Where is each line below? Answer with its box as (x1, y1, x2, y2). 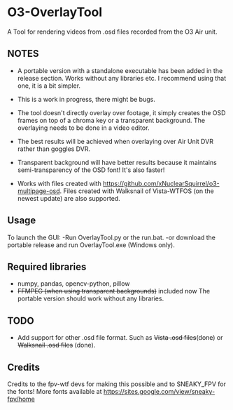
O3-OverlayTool (7, 4, 103, 20)
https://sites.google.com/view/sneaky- (103, 388, 216, 395)
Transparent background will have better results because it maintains (17, 158, 217, 166)
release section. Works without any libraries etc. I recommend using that (17, 74, 227, 82)
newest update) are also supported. (17, 194, 120, 202)
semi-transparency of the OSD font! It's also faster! (17, 166, 165, 174)
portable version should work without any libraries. (17, 294, 164, 303)
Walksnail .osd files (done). (17, 341, 96, 350)
